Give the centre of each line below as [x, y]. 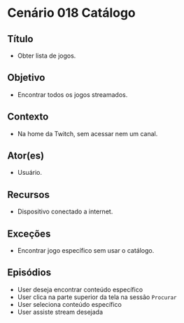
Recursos [29, 195]
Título [20, 39]
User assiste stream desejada [60, 312]
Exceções [29, 233]
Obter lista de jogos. [47, 55]
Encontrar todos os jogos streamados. [72, 94]
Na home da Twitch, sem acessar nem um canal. [87, 133]
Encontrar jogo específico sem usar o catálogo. [86, 251]
